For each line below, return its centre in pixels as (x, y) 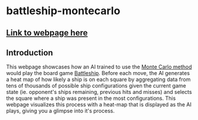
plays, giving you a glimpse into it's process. (60, 111)
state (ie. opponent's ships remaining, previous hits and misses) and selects (99, 92)
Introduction (30, 52)
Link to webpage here (47, 33)
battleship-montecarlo (63, 11)
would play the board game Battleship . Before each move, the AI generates (98, 73)
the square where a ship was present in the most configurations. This (91, 98)
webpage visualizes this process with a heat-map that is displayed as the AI (99, 105)
